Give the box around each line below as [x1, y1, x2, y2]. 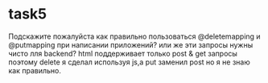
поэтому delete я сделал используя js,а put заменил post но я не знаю [8, 57, 251, 67]
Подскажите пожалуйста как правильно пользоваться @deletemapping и [8, 31, 261, 41]
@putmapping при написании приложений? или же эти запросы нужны [8, 39, 254, 49]
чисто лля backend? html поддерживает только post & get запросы [8, 48, 237, 58]
